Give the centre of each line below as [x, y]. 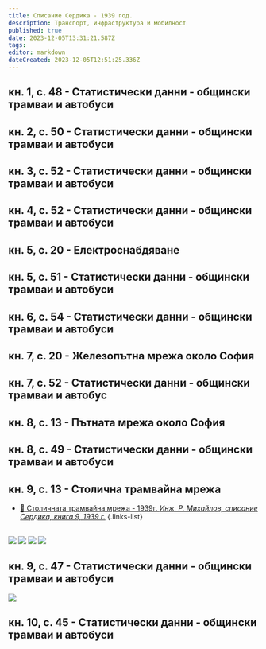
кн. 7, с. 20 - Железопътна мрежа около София [131, 356]
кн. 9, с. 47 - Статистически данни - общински [130, 567]
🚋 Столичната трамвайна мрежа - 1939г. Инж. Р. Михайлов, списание [139, 508]
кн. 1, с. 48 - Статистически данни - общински [129, 92]
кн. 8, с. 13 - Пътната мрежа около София [117, 422]
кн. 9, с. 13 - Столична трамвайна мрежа [115, 489]
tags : [17, 45]
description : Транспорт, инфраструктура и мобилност [97, 23]
